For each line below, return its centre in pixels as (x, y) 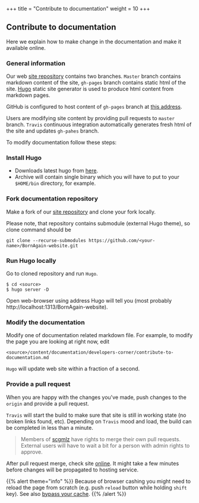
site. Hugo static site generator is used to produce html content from (90, 89)
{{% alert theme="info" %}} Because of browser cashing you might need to (99, 481)
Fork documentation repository (52, 199)
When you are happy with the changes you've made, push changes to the (97, 397)
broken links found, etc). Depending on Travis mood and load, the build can (99, 421)
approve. (31, 452)
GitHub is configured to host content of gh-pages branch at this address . (94, 107)
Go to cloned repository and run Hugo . (52, 273)
